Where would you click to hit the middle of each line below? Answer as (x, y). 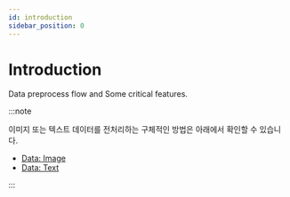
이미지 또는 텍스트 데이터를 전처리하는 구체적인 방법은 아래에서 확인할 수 (133, 130)
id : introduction (40, 17)
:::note (20, 111)
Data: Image (43, 158)
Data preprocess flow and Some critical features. (98, 94)
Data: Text (40, 168)
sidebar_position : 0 (47, 26)
